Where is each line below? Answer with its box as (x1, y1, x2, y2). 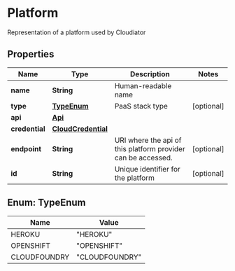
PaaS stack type (114, 101, 168, 111)
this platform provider (114, 144, 185, 153)
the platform (114, 173, 155, 183)
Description (130, 69, 170, 78)
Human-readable (114, 81, 172, 90)
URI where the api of (114, 135, 182, 145)
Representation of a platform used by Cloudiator (7, 28, 146, 36)
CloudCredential (52, 124, 108, 134)
